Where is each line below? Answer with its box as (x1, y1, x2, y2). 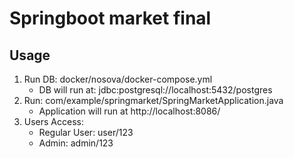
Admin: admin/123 (38, 137, 114, 149)
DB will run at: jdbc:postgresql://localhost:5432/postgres (38, 84, 273, 96)
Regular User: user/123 (38, 127, 134, 138)
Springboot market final (9, 7, 212, 30)
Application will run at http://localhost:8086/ (38, 105, 221, 117)
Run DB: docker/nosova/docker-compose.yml (23, 73, 213, 85)
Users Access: (23, 116, 84, 127)
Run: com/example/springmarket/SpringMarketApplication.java (23, 95, 284, 106)
